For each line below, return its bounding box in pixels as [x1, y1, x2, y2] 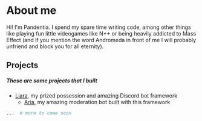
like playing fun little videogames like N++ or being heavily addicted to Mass [6, 29, 197, 37]
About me [6, 4, 57, 17]
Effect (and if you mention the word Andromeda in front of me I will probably [6, 36, 197, 43]
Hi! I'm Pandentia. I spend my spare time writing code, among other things [6, 23, 192, 31]
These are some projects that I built [6, 76, 98, 84]
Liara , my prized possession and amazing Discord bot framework [15, 92, 178, 99]
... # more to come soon [6, 110, 71, 116]
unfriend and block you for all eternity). [6, 43, 104, 50]
